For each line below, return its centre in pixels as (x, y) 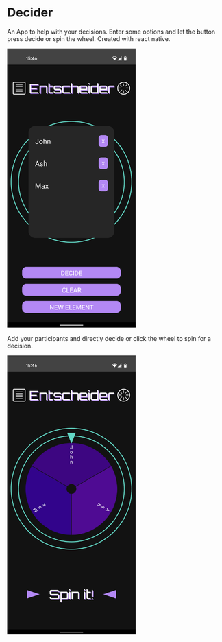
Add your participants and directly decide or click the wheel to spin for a (109, 338)
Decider (30, 13)
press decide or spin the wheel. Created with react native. (89, 38)
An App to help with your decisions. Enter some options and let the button (111, 32)
